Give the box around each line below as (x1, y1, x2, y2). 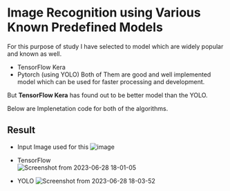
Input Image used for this (17, 143, 89, 151)
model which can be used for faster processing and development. (17, 77, 205, 86)
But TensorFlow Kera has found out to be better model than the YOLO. (7, 91, 209, 99)
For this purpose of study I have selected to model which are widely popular (7, 42, 224, 50)
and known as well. (7, 50, 62, 58)
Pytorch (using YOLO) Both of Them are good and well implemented (17, 70, 211, 79)
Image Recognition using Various (7, 5, 202, 21)
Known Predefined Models (7, 19, 164, 35)
